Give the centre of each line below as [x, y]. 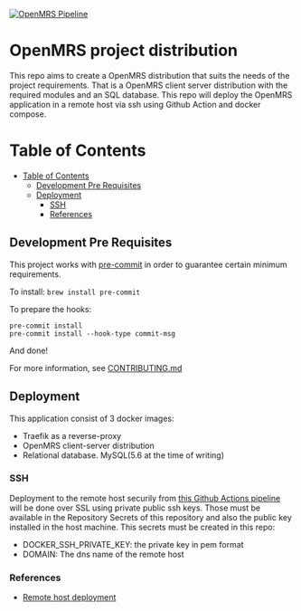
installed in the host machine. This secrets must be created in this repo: [142, 527]
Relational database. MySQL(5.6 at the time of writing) [123, 455]
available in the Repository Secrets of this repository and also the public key [150, 517]
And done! [28, 350]
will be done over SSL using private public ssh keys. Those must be [135, 508]
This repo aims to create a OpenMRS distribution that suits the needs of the [150, 75]
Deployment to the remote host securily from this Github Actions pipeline [145, 498]
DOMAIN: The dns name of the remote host [103, 554]
